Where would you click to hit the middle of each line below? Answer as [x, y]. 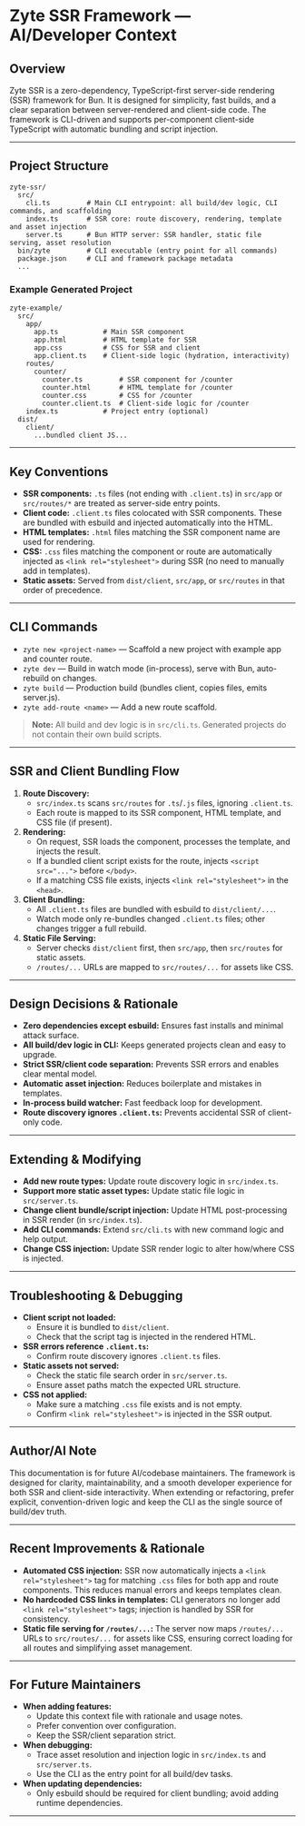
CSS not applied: [55, 1394]
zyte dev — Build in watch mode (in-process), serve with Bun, [138, 668]
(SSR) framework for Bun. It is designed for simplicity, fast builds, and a [143, 100]
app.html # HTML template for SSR [115, 340]
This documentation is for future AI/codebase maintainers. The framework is [152, 1473]
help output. [45, 1239]
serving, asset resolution [60, 243]
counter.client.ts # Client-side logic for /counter [146, 404]
